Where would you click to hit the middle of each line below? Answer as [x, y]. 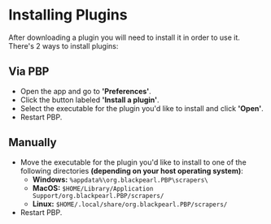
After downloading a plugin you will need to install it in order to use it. [124, 37]
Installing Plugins [68, 15]
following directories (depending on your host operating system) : [131, 170]
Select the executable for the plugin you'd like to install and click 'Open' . [142, 108]
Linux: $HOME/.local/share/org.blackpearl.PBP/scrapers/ [130, 204]
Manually [33, 142]
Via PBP [29, 72]
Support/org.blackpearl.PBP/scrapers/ [98, 196]
